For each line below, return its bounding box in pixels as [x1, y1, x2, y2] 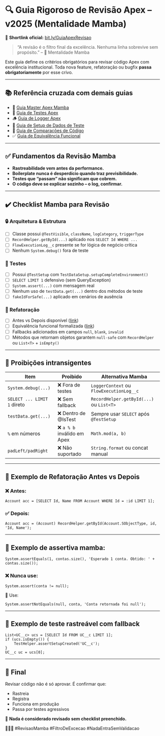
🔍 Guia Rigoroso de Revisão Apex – [5, 4, 152, 16]
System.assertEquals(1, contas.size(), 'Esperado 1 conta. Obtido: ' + [5, 557, 155, 561]
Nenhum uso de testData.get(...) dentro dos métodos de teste [12, 288, 143, 294]
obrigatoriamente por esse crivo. [5, 69, 73, 75]
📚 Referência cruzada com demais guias [5, 89, 133, 97]
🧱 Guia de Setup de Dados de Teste [12, 122, 84, 128]
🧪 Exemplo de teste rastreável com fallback [5, 620, 140, 628]
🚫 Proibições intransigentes [5, 359, 92, 367]
